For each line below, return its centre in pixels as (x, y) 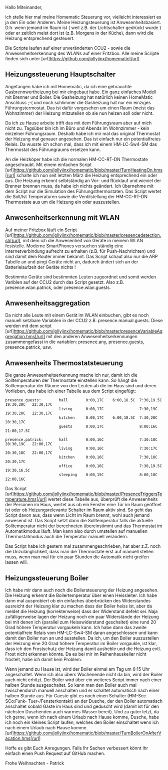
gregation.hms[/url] (25, 337)
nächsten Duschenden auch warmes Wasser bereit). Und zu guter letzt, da (82, 712)
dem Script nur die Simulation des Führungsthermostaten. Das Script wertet (83, 191)
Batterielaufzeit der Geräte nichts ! (40, 267)
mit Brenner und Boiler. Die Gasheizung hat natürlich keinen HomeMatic (79, 97)
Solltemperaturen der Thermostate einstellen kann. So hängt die (71, 380)
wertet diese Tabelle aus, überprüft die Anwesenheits (103, 499)
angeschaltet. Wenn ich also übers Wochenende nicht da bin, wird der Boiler (84, 675)
